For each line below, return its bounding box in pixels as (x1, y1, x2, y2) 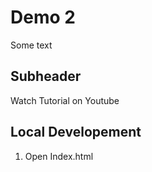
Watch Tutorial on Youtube (10, 94, 120, 106)
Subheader (10, 68, 82, 85)
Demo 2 (10, 6, 76, 29)
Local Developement (10, 124, 142, 141)
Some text (10, 39, 53, 51)
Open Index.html (24, 150, 94, 162)
